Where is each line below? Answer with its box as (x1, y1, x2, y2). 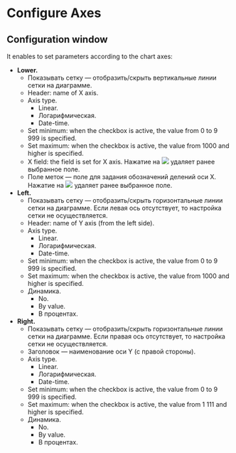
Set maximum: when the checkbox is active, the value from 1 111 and (27, 400, 227, 408)
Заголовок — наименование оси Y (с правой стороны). (27, 347, 196, 356)
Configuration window (6, 33, 108, 46)
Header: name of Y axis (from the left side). (27, 219, 154, 227)
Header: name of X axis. (27, 89, 99, 97)
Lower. (16, 66, 38, 74)
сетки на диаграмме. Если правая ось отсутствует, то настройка (27, 332, 225, 341)
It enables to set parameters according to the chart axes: (6, 52, 173, 60)
